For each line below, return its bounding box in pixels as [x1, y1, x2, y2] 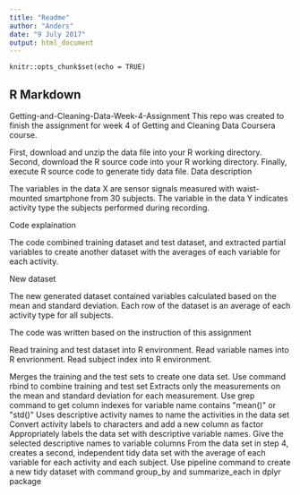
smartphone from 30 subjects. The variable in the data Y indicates [44, 193, 288, 204]
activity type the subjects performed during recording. [9, 202, 210, 213]
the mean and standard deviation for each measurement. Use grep [9, 390, 255, 401]
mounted [9, 193, 43, 204]
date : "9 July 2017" [9, 30, 87, 38]
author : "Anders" [9, 21, 74, 30]
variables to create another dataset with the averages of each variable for [9, 247, 280, 258]
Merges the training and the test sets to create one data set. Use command [9, 371, 287, 382]
